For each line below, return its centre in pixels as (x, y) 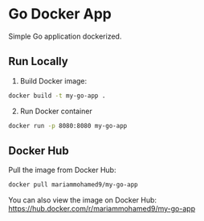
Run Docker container (56, 111)
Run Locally (38, 61)
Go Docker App (60, 14)
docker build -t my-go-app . (57, 96)
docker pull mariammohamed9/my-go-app (73, 185)
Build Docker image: (53, 80)
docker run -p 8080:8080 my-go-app (68, 125)
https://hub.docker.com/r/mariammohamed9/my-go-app (102, 209)
